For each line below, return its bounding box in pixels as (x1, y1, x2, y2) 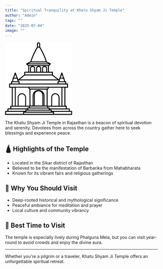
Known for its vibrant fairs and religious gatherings (12, 170, 114, 176)
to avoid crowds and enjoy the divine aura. (17, 239, 103, 245)
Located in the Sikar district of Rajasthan (12, 160, 94, 165)
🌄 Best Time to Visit (5, 222, 65, 230)
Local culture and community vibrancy (12, 207, 89, 213)
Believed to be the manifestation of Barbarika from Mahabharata (12, 165, 141, 171)
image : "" (5, 28, 25, 33)
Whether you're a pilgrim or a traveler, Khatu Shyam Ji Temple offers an (5, 253, 148, 259)
